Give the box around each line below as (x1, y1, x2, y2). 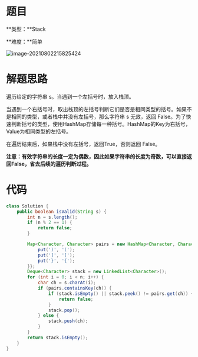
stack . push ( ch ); (48, 318, 88, 324)
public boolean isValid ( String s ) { (16, 209, 107, 215)
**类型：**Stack (6, 25, 46, 33)
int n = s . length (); (27, 214, 78, 220)
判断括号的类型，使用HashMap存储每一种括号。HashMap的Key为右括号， (11, 120, 191, 127)
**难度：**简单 (6, 38, 43, 45)
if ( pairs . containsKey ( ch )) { (37, 285, 112, 291)
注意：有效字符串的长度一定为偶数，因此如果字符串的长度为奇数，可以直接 (6, 152, 187, 160)
